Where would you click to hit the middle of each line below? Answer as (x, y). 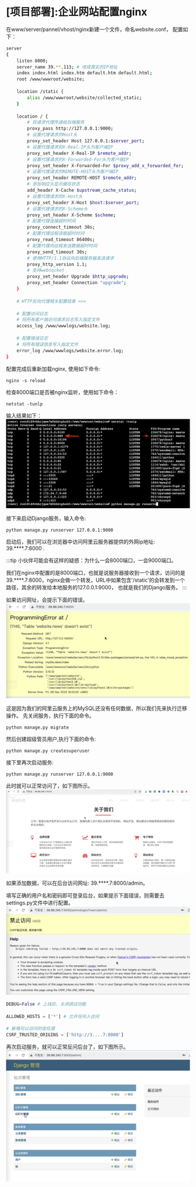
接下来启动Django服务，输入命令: (46, 519)
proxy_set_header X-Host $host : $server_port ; (83, 202)
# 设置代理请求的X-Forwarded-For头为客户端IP (78, 159)
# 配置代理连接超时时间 (51, 221)
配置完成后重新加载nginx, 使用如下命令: (53, 368)
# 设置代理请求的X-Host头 (55, 196)
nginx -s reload (26, 381)
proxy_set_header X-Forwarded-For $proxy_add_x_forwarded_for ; (105, 165)
